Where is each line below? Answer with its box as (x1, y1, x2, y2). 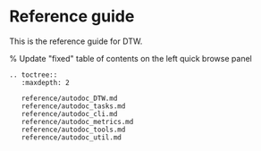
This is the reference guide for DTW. (9, 36, 143, 46)
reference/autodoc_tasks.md (21, 101, 126, 111)
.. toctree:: (9, 70, 58, 80)
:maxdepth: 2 (21, 78, 70, 87)
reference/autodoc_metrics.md (21, 117, 134, 126)
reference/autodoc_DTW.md (21, 94, 118, 103)
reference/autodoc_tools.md (21, 125, 126, 134)
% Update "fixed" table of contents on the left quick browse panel (9, 53, 252, 63)
